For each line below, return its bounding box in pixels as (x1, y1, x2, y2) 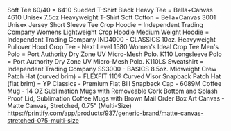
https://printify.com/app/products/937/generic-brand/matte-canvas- (7, 109, 204, 117)
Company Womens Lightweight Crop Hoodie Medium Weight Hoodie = (7, 28, 209, 36)
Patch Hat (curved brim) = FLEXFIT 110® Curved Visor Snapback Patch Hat (7, 72, 221, 80)
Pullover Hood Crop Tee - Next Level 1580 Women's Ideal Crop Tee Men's (7, 43, 219, 51)
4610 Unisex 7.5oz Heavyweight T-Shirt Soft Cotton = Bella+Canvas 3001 (7, 13, 216, 21)
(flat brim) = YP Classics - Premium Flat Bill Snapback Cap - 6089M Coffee (7, 80, 222, 87)
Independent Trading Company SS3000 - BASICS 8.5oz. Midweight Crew (7, 65, 217, 73)
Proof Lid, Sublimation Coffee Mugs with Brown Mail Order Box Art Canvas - (7, 94, 225, 103)
